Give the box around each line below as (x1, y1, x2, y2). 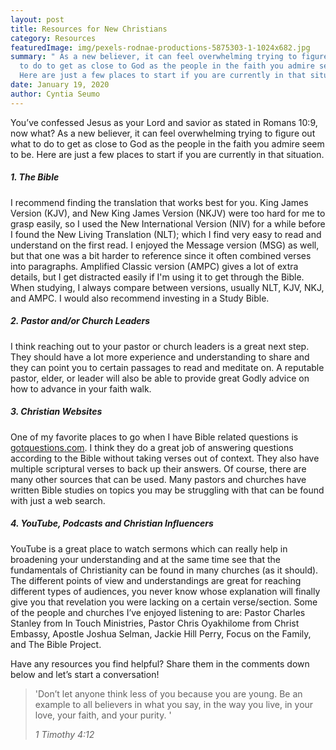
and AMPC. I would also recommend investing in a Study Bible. (10, 292, 270, 304)
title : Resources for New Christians (10, 24, 168, 34)
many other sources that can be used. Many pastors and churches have (10, 473, 307, 485)
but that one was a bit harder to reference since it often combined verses (10, 249, 312, 261)
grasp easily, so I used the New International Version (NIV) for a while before (10, 217, 326, 230)
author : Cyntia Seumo (10, 89, 101, 99)
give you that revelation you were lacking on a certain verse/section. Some (10, 596, 318, 608)
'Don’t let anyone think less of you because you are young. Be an (34, 687, 303, 700)
